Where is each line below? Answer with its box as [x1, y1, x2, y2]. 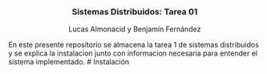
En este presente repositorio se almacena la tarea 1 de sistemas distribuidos [8, 40, 259, 50]
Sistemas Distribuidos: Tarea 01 [71, 6, 198, 17]
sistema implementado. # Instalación [8, 57, 130, 67]
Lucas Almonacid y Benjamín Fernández [68, 24, 201, 34]
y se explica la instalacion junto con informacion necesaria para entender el [8, 48, 258, 58]
